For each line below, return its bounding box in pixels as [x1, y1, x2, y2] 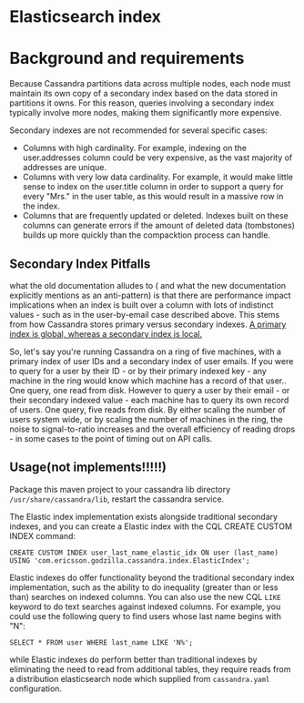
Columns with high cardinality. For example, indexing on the [22, 143, 248, 154]
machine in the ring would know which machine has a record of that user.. [9, 375, 287, 386]
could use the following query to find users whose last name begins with [9, 610, 282, 621]
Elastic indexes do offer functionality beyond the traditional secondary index [9, 572, 295, 583]
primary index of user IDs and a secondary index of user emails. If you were [9, 355, 294, 366]
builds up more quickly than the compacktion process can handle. [22, 229, 271, 240]
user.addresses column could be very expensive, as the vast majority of [22, 152, 293, 163]
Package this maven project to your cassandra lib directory [9, 484, 231, 494]
